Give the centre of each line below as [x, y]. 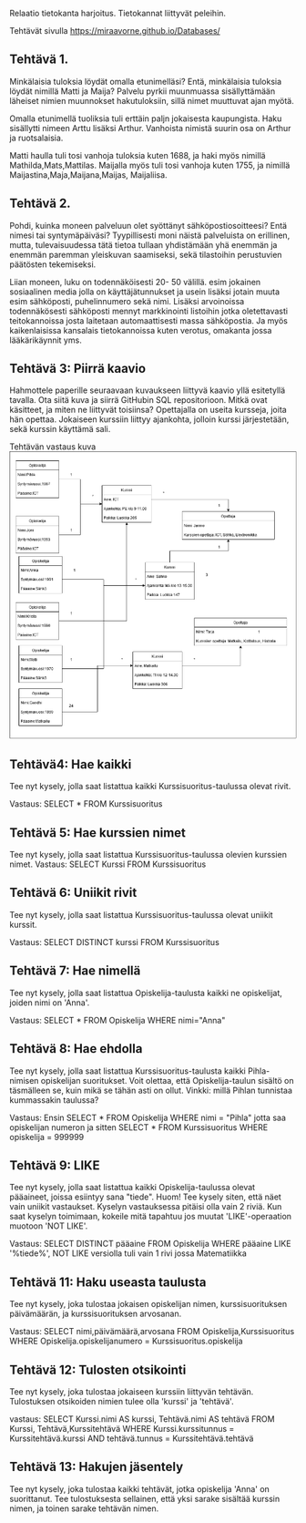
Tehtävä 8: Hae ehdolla [76, 1049]
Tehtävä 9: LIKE [55, 1165]
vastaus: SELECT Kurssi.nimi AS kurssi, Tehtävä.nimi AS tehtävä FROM [142, 1419]
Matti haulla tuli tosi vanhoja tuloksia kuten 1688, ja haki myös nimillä [138, 155]
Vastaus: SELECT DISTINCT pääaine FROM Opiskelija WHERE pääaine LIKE [150, 1244]
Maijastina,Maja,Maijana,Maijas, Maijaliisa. [88, 175]
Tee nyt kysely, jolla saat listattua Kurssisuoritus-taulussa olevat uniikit [141, 914]
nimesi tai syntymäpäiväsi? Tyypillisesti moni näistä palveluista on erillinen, [150, 235]
